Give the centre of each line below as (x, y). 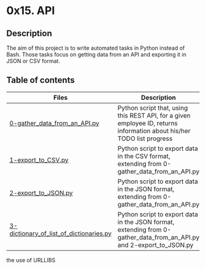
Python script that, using (153, 108)
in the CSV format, (144, 156)
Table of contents (40, 80)
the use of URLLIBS (31, 260)
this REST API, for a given (154, 115)
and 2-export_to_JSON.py (155, 244)
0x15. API (31, 11)
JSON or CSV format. (33, 61)
